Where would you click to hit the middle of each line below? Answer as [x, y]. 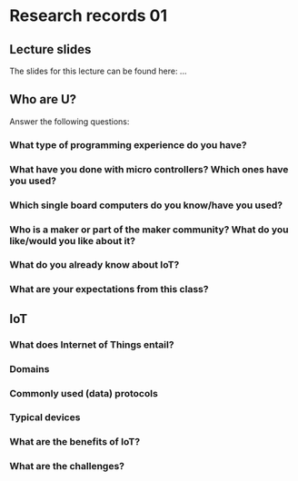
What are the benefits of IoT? [75, 442]
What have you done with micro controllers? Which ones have [149, 169]
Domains [30, 368]
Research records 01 [89, 16]
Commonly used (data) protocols [84, 393]
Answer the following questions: [70, 121]
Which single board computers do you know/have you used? [146, 205]
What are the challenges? [67, 466]
